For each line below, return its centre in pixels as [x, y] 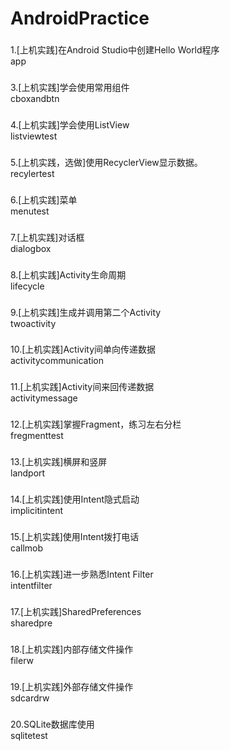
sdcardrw [30, 698]
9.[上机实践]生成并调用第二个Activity [86, 312]
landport [28, 473]
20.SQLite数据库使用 [52, 724]
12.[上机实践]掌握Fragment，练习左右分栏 [96, 424]
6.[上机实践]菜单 [44, 199]
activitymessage [44, 398]
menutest [30, 211]
